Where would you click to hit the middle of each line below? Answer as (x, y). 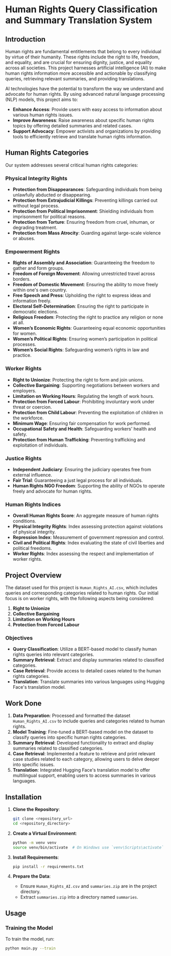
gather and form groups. (39, 268)
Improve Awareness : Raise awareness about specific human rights (83, 120)
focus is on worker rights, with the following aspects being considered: (80, 599)
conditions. (25, 521)
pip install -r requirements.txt (48, 866)
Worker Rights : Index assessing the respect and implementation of (83, 554)
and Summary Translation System (79, 20)
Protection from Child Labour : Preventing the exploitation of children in (88, 412)
